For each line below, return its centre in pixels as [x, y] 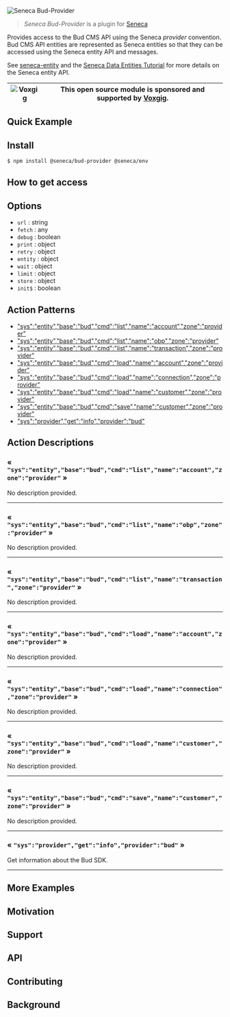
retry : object [36, 252]
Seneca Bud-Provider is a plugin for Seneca [86, 24]
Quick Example [40, 122]
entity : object [38, 259]
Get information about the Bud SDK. [57, 860]
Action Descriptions [51, 443]
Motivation [31, 912]
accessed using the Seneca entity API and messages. [83, 52]
